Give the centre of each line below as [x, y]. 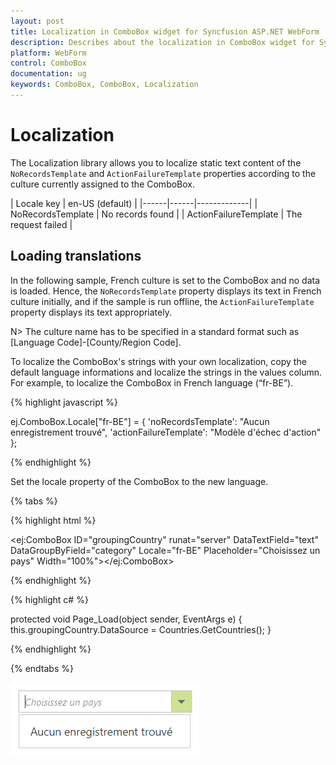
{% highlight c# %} [49, 599]
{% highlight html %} [53, 520]
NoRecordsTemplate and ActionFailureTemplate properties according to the [163, 173]
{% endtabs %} [42, 668]
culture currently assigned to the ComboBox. [103, 184]
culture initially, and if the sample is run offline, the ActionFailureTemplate [162, 301]
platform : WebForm [48, 53]
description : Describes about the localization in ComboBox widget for [162, 42]
